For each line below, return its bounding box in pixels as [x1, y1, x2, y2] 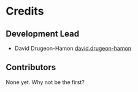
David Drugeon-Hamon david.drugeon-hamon [14, 44, 132, 52]
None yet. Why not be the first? [6, 78, 85, 86]
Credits [6, 4, 44, 18]
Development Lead [6, 29, 80, 39]
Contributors [6, 62, 56, 73]
